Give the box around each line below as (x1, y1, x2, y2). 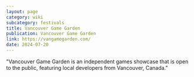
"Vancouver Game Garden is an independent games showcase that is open (6, 57, 189, 65)
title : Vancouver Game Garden (6, 25, 81, 31)
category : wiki (6, 14, 44, 20)
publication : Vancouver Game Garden (6, 31, 96, 37)
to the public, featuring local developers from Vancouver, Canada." (6, 64, 168, 71)
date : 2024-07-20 (6, 42, 49, 48)
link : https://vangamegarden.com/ (6, 36, 91, 42)
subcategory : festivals (6, 20, 65, 25)
